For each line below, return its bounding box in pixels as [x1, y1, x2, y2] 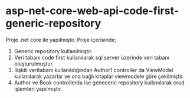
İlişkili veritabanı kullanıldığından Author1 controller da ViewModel [14, 66, 173, 73]
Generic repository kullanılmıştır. [14, 47, 93, 54]
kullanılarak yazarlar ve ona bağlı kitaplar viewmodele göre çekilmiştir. [14, 73, 184, 80]
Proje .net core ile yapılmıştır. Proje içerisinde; [5, 36, 116, 43]
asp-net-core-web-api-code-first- [5, 4, 179, 18]
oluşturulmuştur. [14, 60, 54, 67]
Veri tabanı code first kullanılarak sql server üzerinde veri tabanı [14, 54, 169, 61]
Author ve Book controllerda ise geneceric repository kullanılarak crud [14, 79, 185, 86]
